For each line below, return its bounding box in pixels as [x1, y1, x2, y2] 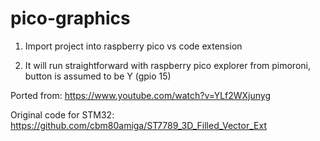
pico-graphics [10, 7, 131, 30]
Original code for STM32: [10, 108, 115, 121]
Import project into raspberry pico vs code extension [24, 40, 243, 52]
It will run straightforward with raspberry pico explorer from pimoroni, [24, 59, 311, 71]
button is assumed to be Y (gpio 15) [24, 70, 172, 82]
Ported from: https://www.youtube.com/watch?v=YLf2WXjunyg [10, 89, 272, 101]
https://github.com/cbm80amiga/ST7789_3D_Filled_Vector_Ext [10, 119, 267, 131]
